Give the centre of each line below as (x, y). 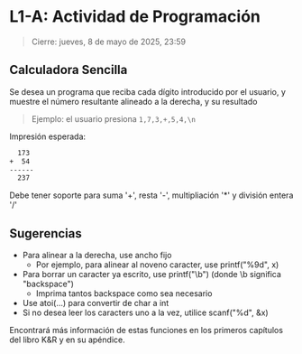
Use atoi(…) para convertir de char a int (96, 303)
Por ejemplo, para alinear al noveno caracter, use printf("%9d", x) (157, 265)
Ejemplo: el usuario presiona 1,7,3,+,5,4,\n (114, 118)
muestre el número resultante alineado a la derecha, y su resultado (133, 101)
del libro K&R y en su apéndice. (67, 340)
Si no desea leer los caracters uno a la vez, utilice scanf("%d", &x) (145, 312)
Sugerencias (46, 233)
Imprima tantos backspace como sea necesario (124, 293)
